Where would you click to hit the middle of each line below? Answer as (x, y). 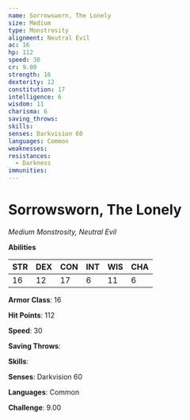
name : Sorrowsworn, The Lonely (60, 15)
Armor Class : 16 (35, 299)
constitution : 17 (37, 89)
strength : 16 (30, 75)
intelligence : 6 (35, 97)
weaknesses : (28, 148)
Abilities (22, 247)
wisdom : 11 (26, 104)
